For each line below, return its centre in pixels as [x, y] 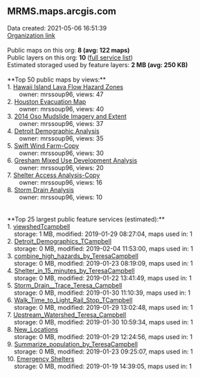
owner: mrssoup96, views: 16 [61, 182]
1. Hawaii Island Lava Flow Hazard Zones [65, 86]
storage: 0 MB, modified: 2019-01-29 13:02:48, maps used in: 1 [103, 307]
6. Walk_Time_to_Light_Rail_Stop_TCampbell [70, 300]
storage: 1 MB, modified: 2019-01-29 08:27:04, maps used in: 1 [103, 234]
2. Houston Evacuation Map [47, 101]
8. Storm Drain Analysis [40, 190]
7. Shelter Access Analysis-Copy [54, 175]
